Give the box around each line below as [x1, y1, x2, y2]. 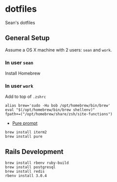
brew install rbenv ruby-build [5, 160, 69, 165]
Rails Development [5, 147, 64, 156]
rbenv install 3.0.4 [5, 173, 47, 179]
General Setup [5, 34, 50, 42]
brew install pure [5, 134, 43, 139]
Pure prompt [12, 120, 38, 126]
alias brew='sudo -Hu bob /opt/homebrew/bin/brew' [5, 103, 111, 108]
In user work [5, 82, 33, 89]
